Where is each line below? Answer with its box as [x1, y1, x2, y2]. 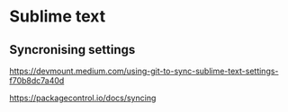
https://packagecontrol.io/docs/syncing [9, 92, 157, 103]
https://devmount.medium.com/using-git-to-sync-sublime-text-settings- [9, 65, 279, 76]
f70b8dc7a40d [9, 75, 65, 86]
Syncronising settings [9, 42, 136, 57]
